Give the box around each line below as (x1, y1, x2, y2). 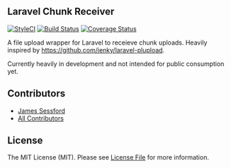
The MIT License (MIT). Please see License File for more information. (7, 153, 209, 162)
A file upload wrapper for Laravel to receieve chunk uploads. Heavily (7, 38, 208, 47)
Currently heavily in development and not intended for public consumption (7, 60, 225, 68)
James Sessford (17, 106, 66, 115)
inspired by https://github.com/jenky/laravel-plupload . (7, 45, 165, 54)
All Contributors (17, 113, 64, 123)
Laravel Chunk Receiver (7, 6, 115, 18)
